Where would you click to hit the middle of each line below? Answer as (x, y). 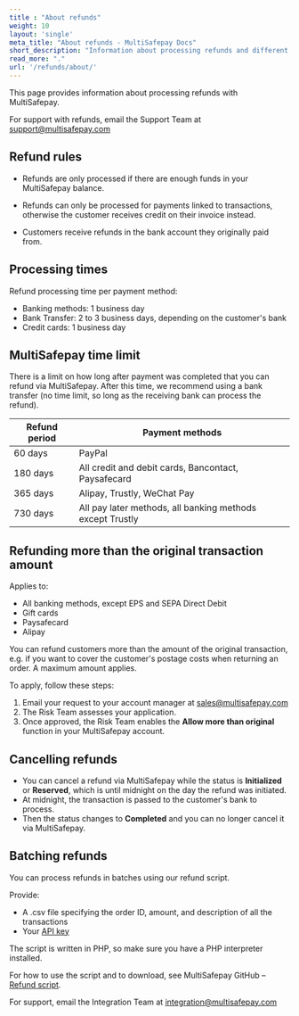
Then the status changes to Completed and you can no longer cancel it (153, 818)
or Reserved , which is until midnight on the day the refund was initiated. (154, 789)
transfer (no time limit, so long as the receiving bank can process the (135, 396)
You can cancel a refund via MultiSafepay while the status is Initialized (152, 781)
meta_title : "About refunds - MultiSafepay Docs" (103, 42)
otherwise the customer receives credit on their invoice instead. (139, 214)
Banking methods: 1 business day (83, 308)
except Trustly (109, 519)
